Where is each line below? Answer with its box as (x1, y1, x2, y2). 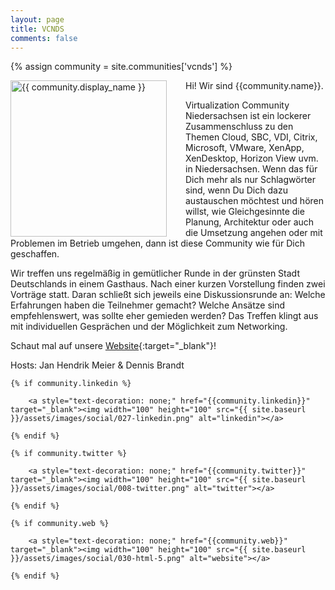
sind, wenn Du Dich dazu (185, 184, 288, 196)
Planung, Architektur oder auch (185, 216, 315, 228)
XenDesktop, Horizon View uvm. (185, 152, 319, 165)
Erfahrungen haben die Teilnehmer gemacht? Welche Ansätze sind (10, 299, 286, 311)
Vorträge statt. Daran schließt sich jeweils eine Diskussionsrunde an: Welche (10, 289, 326, 301)
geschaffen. (10, 248, 60, 260)
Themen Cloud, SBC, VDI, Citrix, (185, 131, 318, 143)
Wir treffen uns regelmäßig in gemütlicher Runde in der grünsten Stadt (10, 267, 300, 280)
